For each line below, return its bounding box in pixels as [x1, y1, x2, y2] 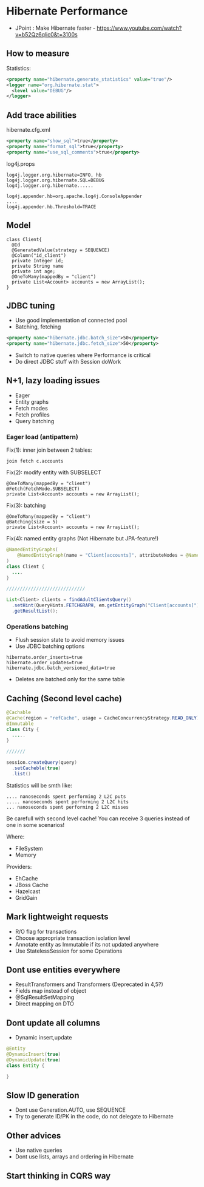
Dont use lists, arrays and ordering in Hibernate [15, 1153, 134, 1160]
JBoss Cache [15, 881, 49, 888]
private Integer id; [12, 257, 64, 264]
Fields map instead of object [15, 987, 87, 995]
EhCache [15, 874, 38, 882]
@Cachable [6, 709, 32, 716]
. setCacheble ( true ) [12, 765, 61, 772]
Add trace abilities [6, 110, 77, 120]
